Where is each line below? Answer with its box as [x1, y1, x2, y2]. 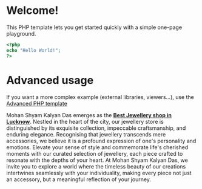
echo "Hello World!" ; [6, 47, 61, 53]
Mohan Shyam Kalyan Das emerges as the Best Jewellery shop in [6, 111, 172, 118]
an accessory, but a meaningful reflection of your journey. [6, 176, 152, 183]
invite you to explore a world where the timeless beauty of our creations [6, 162, 186, 170]
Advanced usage [6, 73, 94, 87]
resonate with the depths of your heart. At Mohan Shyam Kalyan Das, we [6, 156, 188, 164]
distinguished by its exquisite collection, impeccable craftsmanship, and [6, 124, 186, 132]
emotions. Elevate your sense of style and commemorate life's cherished [6, 143, 189, 151]
